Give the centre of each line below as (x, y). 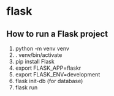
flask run (26, 87)
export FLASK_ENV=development (58, 74)
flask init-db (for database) (49, 81)
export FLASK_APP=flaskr (48, 68)
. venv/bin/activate (39, 55)
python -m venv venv (42, 48)
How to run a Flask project (57, 34)
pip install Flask (35, 61)
